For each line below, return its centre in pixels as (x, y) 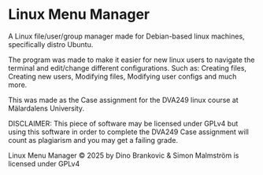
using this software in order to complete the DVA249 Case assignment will (129, 132)
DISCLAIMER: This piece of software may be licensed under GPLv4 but (123, 123)
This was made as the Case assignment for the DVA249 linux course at (123, 100)
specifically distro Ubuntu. (51, 44)
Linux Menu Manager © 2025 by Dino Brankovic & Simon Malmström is (124, 155)
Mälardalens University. (46, 108)
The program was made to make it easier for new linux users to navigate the (131, 60)
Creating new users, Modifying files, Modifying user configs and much (122, 76)
